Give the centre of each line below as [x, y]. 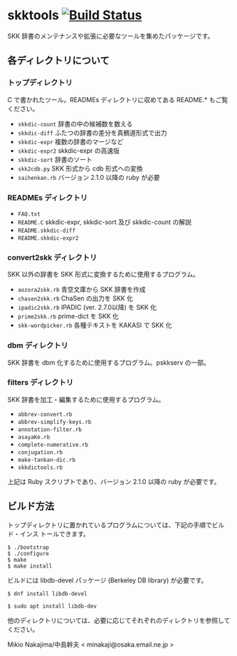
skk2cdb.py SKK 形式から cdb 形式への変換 [80, 168]
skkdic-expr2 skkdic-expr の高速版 [68, 151]
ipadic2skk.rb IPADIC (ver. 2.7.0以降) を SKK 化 [87, 308]
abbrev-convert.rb [45, 414]
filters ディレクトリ [41, 383]
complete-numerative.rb [53, 445]
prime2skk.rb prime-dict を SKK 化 [68, 316]
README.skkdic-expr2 [48, 238]
